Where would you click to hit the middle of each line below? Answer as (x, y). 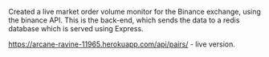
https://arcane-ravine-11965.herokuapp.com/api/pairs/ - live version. (122, 44)
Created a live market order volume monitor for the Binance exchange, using (134, 12)
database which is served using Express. (76, 28)
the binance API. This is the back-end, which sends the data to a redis (124, 20)
